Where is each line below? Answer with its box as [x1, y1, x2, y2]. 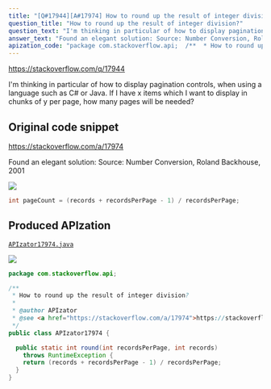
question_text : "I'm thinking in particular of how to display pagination [8, 27, 265, 35]
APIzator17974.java [8, 240, 74, 249]
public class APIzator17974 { [8, 328, 110, 337]
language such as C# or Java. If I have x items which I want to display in [8, 88, 248, 98]
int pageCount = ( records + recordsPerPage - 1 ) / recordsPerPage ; [8, 196, 240, 204]
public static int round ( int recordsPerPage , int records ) [15, 344, 219, 352]
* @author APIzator [11, 307, 78, 315]
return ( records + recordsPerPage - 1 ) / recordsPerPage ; [23, 358, 222, 367]
